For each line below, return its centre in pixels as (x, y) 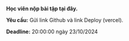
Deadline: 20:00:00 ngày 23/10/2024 (52, 31)
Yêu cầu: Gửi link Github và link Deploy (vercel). (65, 20)
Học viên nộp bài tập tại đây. (42, 9)
